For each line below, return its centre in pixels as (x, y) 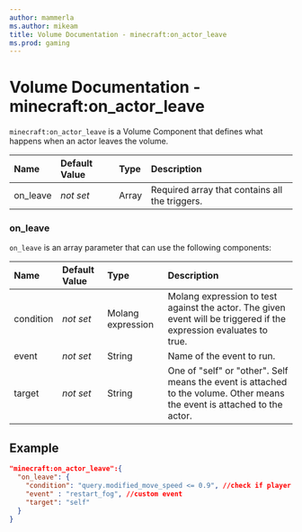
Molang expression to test (222, 297)
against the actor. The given (226, 307)
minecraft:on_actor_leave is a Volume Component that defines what (136, 132)
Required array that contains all (217, 190)
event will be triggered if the (226, 319)
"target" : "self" (58, 502)
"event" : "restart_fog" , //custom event (104, 494)
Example (34, 448)
